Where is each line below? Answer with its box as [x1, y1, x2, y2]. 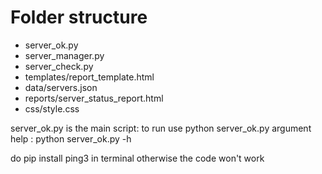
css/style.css [24, 102, 80, 115]
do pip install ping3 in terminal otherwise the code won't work [10, 152, 265, 164]
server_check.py [24, 60, 94, 72]
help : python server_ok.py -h [10, 132, 132, 145]
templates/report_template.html [24, 71, 155, 83]
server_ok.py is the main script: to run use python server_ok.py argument [10, 122, 312, 134]
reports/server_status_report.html [24, 92, 164, 104]
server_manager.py [24, 49, 105, 61]
